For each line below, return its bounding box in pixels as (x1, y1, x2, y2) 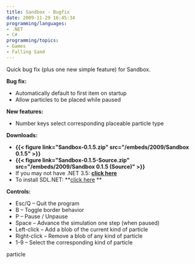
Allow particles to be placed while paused (15, 96, 121, 103)
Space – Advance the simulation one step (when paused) (15, 219, 160, 227)
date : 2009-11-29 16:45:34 (6, 15, 75, 21)
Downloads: (6, 131, 38, 138)
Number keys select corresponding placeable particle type (15, 119, 164, 127)
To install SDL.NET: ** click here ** (15, 176, 102, 183)
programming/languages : (6, 20, 67, 26)
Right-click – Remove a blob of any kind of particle (15, 232, 143, 239)
